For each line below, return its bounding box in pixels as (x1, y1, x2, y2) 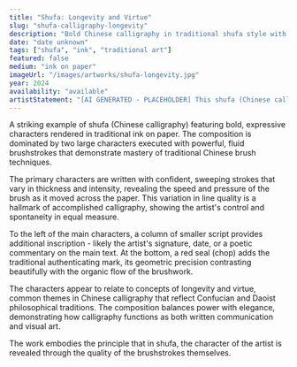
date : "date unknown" (9, 37, 89, 47)
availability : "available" (9, 87, 109, 96)
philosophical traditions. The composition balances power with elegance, (9, 302, 276, 313)
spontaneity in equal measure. (9, 211, 119, 222)
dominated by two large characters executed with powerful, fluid (9, 138, 245, 149)
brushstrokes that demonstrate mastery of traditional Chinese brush (9, 148, 256, 158)
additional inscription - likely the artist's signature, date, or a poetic (9, 238, 253, 248)
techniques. (9, 157, 52, 168)
